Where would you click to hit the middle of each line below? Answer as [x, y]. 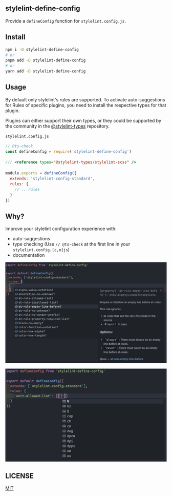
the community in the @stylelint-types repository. [58, 126]
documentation [29, 255]
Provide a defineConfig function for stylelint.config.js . [66, 21]
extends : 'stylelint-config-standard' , [52, 179]
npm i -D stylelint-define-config [42, 49]
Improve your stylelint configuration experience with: [61, 229]
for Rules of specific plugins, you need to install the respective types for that [86, 105]
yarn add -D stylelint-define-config [46, 72]
